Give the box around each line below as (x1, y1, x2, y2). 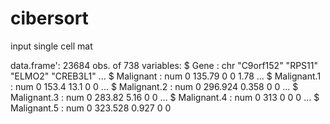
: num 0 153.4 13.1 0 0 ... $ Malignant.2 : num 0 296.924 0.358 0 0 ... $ (10, 80, 299, 92)
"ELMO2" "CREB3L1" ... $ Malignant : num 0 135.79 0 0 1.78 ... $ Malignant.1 (10, 70, 322, 82)
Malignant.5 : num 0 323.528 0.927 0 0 (10, 102, 172, 114)
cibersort (10, 7, 89, 30)
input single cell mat (10, 40, 93, 52)
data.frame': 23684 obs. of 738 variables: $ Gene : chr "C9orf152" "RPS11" (10, 59, 318, 71)
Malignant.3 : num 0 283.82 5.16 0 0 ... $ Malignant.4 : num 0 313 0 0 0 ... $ (10, 91, 320, 103)
